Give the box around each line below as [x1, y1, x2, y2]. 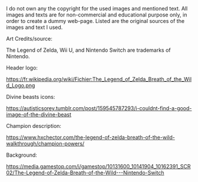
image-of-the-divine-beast [6, 111, 72, 118]
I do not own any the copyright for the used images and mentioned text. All [6, 5, 188, 12]
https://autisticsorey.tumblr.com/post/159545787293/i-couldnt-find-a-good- [6, 105, 192, 111]
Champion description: [6, 123, 62, 129]
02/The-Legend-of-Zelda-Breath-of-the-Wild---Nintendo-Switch [6, 169, 164, 176]
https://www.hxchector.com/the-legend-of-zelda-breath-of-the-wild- [6, 134, 175, 141]
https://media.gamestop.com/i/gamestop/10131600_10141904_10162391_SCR [6, 163, 191, 170]
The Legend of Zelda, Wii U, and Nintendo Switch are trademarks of [6, 47, 171, 54]
